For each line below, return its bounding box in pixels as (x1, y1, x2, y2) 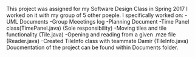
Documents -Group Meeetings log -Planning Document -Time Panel (19, 18, 190, 25)
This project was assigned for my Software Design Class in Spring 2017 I (6, 5, 188, 12)
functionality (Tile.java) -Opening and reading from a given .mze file (6, 31, 176, 38)
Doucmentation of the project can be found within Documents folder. (6, 44, 179, 51)
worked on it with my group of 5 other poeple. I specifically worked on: (6, 12, 183, 19)
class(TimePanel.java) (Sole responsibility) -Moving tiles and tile (6, 24, 167, 32)
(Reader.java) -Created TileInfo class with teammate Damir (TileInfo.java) (6, 38, 189, 44)
